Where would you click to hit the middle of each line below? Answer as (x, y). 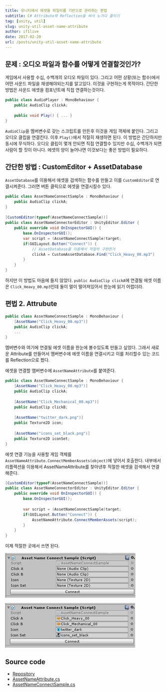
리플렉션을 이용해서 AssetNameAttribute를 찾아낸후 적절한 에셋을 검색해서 (78, 467)
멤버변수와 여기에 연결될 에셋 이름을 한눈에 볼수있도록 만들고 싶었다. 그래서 (78, 348)
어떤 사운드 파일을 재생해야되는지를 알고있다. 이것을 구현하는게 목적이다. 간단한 (82, 83)
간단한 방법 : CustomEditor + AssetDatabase (74, 167)
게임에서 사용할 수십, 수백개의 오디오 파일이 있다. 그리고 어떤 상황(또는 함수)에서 (83, 77)
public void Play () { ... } (43, 116)
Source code (25, 662)
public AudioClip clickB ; (41, 407)
